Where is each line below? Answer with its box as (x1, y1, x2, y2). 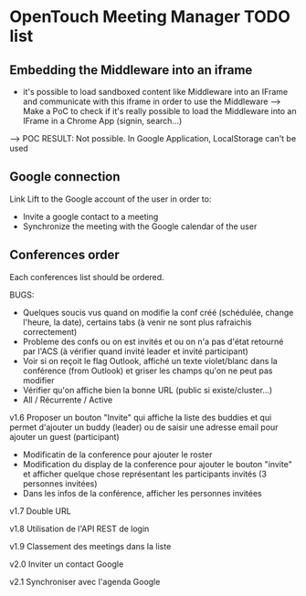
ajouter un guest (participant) (9, 431, 121, 442)
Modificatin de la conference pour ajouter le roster (22, 449, 213, 460)
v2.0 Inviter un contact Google (9, 559, 124, 570)
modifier (22, 374, 55, 385)
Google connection (9, 169, 121, 184)
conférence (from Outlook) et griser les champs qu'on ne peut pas (22, 365, 273, 376)
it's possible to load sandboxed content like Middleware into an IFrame (22, 87, 289, 97)
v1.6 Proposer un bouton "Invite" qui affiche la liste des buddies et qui (9, 412, 272, 423)
